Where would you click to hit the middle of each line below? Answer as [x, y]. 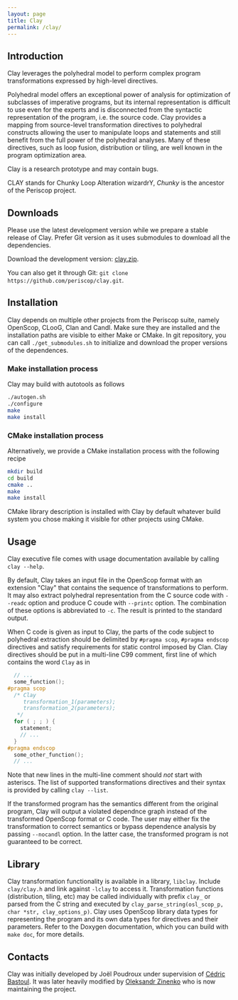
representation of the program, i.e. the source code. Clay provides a [107, 118]
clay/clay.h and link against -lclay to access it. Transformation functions [115, 889]
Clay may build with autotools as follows [66, 384]
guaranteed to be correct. [45, 842]
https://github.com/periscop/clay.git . [66, 280]
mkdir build [25, 471]
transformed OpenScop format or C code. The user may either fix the [109, 819]
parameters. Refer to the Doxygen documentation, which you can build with [118, 927]
